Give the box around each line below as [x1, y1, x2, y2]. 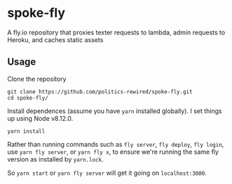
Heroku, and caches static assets [7, 35, 104, 44]
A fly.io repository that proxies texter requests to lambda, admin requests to [7, 28, 226, 37]
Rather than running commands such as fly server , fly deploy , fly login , [7, 140, 224, 148]
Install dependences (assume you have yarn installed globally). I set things [7, 107, 222, 115]
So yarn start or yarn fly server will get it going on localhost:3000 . [7, 169, 207, 177]
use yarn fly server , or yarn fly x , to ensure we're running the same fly [7, 147, 219, 156]
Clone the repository [7, 74, 67, 83]
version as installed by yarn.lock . [7, 155, 104, 163]
